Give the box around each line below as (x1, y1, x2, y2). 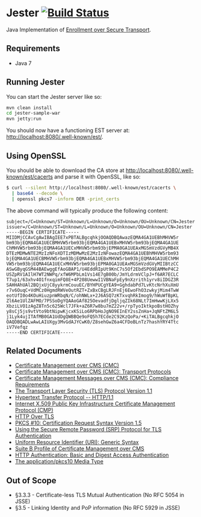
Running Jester (6, 77, 65, 87)
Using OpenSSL (6, 151, 66, 161)
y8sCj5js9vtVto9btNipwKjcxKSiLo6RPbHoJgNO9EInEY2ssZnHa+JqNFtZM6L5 (6, 308, 179, 314)
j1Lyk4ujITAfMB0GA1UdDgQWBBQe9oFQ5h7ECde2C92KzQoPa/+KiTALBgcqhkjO (6, 314, 179, 320)
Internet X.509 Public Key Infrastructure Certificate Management (14, 400, 176, 407)
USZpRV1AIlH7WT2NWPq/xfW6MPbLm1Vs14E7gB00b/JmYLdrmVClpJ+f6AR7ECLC (6, 271, 179, 278)
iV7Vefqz (6, 324, 28, 330)
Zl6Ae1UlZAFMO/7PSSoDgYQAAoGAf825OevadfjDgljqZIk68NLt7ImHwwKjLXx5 (6, 297, 179, 304)
